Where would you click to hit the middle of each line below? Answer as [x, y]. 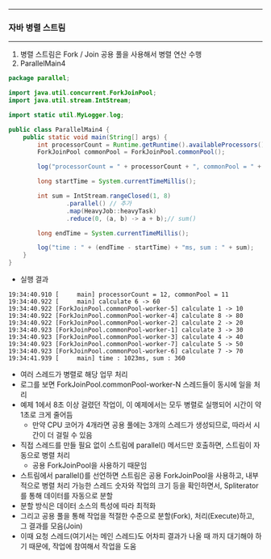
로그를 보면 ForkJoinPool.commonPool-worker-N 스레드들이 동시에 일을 [136, 384]
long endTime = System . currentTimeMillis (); [113, 233]
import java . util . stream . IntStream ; [70, 101]
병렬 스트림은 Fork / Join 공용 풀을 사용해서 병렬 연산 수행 [111, 54]
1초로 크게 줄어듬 [46, 415]
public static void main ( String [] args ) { [95, 137]
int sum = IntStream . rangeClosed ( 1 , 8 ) [104, 196]
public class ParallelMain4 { [59, 129]
